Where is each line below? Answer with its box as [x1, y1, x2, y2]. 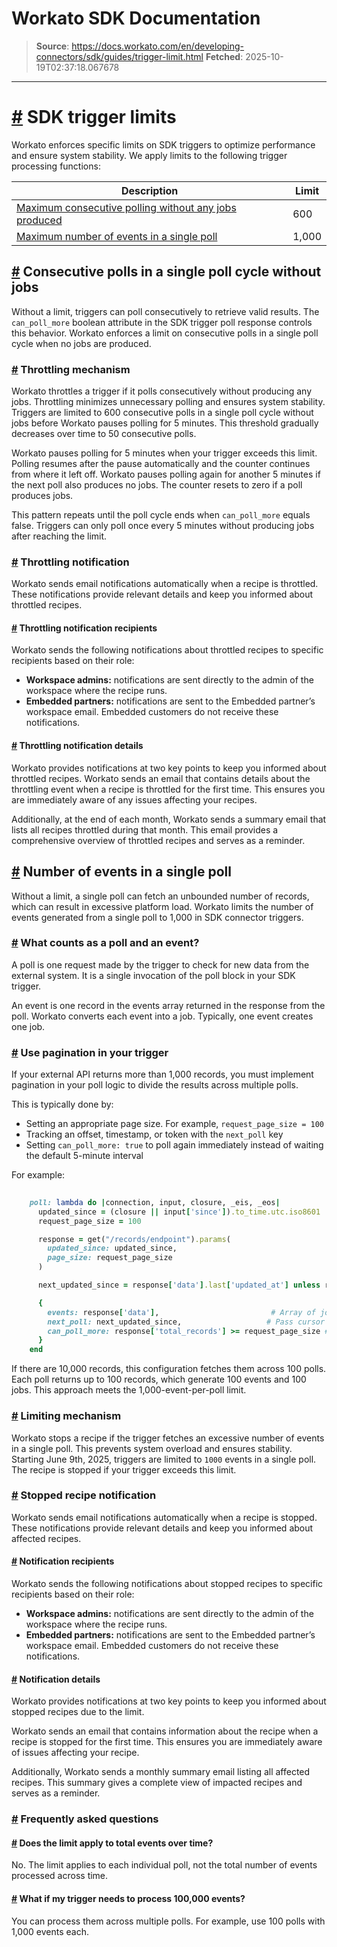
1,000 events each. [11, 1925, 89, 1937]
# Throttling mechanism [11, 362, 131, 376]
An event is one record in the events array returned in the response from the [11, 999, 326, 1011]
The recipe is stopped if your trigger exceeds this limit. [11, 1463, 237, 1476]
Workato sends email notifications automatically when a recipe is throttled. [11, 578, 319, 590]
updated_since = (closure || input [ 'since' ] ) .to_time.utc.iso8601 [37, 1207, 321, 1217]
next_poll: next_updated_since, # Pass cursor [47, 1317, 326, 1327]
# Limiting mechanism [11, 1409, 122, 1423]
